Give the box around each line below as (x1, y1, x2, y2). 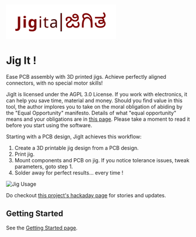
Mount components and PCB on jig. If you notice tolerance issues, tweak (14, 156, 190, 163)
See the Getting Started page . (6, 224, 78, 231)
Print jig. (14, 151, 35, 158)
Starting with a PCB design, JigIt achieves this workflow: (6, 133, 142, 140)
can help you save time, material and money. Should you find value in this (6, 97, 183, 104)
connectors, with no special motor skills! (6, 79, 103, 86)
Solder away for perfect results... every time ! (14, 169, 124, 176)
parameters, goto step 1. (14, 163, 73, 170)
